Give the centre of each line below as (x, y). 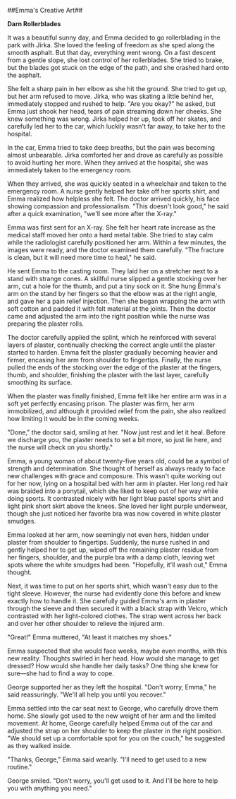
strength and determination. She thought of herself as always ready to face (116, 468)
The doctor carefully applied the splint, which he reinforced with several (112, 337)
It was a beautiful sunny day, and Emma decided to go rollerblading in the (114, 37)
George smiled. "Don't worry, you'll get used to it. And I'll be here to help (113, 781)
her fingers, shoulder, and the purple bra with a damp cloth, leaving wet (111, 557)
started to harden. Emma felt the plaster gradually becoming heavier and (113, 352)
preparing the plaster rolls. (46, 324)
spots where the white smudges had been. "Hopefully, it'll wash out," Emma (117, 565)
